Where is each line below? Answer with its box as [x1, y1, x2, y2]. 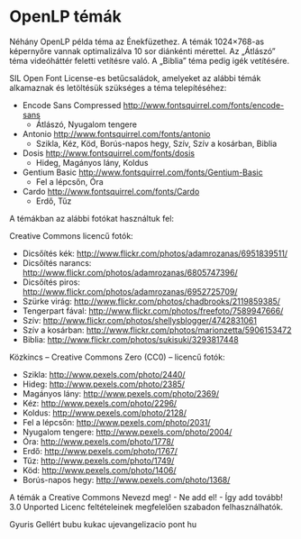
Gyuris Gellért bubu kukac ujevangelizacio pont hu [9, 518, 197, 529]
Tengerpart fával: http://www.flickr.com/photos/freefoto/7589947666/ [22, 305, 284, 316]
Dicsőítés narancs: [22, 257, 92, 268]
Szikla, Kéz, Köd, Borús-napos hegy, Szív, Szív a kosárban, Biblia [35, 138, 278, 149]
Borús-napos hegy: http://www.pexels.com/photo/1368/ [22, 474, 231, 485]
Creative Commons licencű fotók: [9, 230, 133, 241]
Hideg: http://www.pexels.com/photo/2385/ [22, 379, 186, 389]
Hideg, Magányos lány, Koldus [35, 157, 149, 168]
